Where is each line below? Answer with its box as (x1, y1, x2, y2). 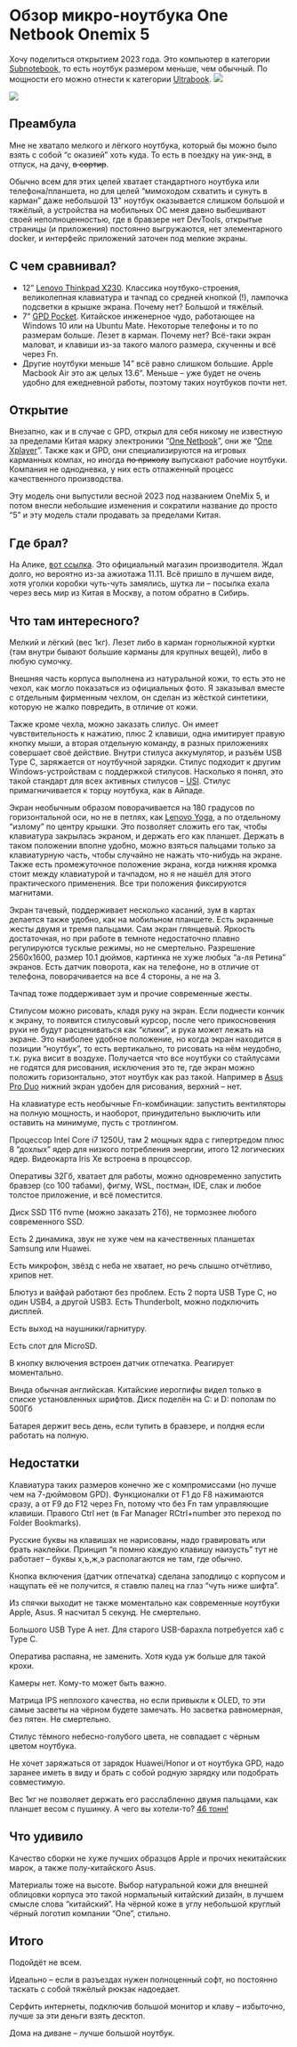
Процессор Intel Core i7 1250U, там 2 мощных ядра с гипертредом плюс (9, 1134, 285, 1145)
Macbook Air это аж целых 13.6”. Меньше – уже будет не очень (21, 367, 261, 378)
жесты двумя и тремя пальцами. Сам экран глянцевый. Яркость (9, 923, 255, 934)
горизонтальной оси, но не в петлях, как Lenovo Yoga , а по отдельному (9, 812, 282, 822)
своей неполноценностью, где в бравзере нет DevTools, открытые (9, 214, 263, 224)
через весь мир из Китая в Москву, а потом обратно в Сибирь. (9, 588, 250, 598)
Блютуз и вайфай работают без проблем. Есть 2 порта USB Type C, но (9, 1287, 277, 1297)
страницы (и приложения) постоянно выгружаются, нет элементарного (9, 223, 283, 234)
